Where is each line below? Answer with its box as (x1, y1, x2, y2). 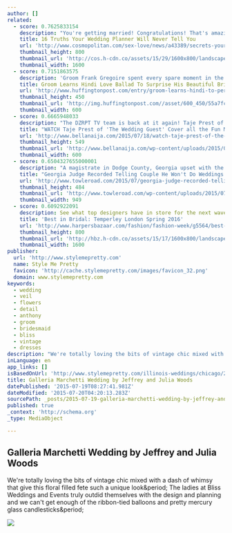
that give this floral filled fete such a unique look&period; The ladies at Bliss (7, 483, 221, 492)
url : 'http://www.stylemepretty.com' (13, 254, 122, 261)
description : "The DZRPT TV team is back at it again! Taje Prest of (19, 119, 224, 127)
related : (7, 17, 32, 24)
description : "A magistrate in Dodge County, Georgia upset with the (19, 164, 224, 171)
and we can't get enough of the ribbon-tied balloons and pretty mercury (7, 498, 213, 506)
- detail (13, 306, 39, 313)
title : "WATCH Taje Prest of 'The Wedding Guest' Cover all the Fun (19, 126, 221, 133)
